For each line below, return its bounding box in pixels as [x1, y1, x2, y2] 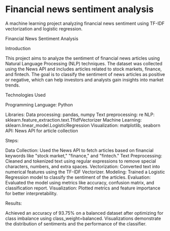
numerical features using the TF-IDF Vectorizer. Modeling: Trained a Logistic [5, 169, 165, 175]
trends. [5, 82, 20, 88]
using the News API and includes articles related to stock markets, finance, [5, 66, 162, 72]
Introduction [5, 45, 31, 51]
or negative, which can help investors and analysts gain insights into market [5, 76, 164, 83]
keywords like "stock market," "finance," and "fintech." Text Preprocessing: [5, 152, 162, 159]
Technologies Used [5, 92, 46, 98]
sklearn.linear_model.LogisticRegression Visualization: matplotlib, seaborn [5, 122, 161, 128]
